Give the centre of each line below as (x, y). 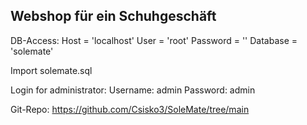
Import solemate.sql (51, 70)
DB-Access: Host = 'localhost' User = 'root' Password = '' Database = (154, 40)
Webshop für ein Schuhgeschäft (113, 16)
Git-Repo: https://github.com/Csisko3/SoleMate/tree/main (130, 109)
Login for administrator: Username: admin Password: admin (133, 90)
